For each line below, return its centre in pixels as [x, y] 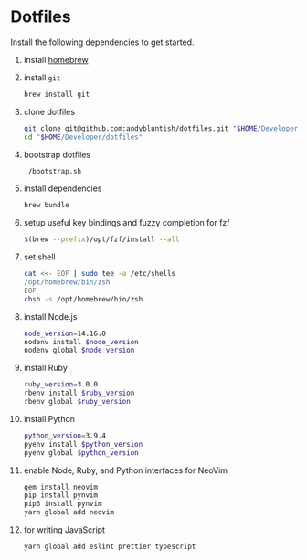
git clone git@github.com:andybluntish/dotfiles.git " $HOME [140, 128]
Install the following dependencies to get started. [102, 42]
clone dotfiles [49, 111]
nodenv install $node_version [81, 342]
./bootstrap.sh [53, 171]
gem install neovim [61, 487]
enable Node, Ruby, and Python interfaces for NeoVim [125, 470]
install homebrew [56, 59]
